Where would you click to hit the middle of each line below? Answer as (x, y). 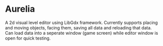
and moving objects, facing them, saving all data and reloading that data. (78, 27)
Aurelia (20, 9)
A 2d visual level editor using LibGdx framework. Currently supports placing (81, 23)
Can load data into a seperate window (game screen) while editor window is (81, 33)
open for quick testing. (28, 38)
